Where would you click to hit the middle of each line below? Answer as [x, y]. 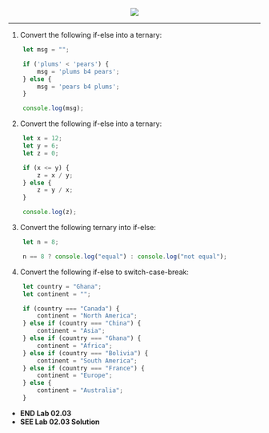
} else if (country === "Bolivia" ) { [86, 353]
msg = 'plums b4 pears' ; [78, 71]
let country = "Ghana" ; [62, 286]
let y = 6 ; [41, 146]
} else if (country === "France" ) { [84, 368]
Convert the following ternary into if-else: [88, 227]
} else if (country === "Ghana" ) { [82, 338]
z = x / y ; [55, 175]
